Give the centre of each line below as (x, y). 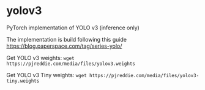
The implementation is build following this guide (67, 39)
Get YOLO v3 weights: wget (40, 58)
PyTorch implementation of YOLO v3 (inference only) (73, 28)
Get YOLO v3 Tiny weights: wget (47, 75)
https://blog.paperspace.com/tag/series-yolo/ (64, 46)
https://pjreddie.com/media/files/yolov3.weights (71, 64)
